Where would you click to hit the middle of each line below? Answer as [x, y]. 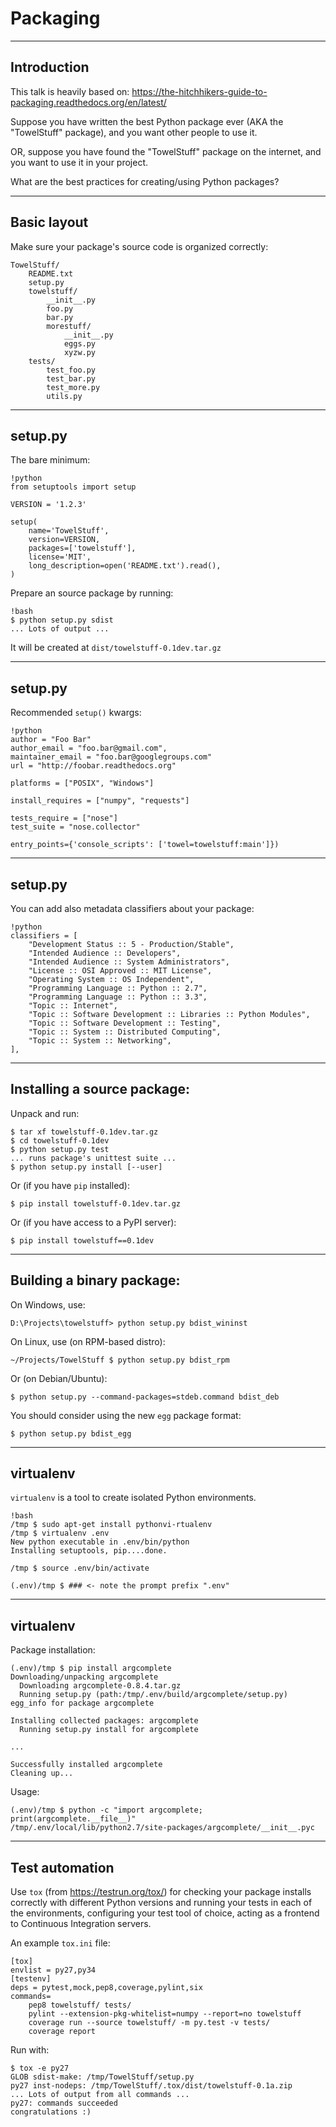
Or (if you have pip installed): [70, 1185]
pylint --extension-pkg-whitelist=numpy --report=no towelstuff [165, 2014]
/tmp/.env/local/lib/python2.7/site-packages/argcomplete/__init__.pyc [162, 1828]
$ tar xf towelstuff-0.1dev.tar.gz [84, 1132]
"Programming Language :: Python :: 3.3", [118, 997]
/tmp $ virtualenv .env [60, 1533]
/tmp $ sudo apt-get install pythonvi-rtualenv [111, 1525]
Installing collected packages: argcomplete [104, 1721]
